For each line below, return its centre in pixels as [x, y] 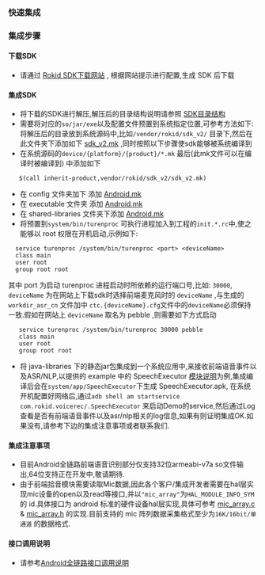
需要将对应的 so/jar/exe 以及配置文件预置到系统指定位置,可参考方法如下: [136, 124]
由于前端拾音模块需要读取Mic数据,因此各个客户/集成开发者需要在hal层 [133, 484]
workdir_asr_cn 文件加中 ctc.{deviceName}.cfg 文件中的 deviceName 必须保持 [130, 305]
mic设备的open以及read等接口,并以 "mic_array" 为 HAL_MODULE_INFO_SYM [140, 494]
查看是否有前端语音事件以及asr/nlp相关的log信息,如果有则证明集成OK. [133, 416]
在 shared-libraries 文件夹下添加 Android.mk [92, 214]
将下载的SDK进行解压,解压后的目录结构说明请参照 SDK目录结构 [122, 114]
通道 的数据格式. [45, 524]
